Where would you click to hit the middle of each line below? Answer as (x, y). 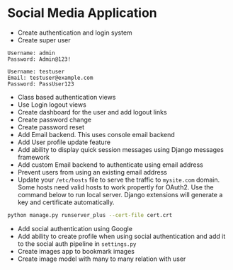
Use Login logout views (52, 105)
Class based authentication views (67, 97)
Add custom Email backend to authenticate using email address (110, 165)
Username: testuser (36, 71)
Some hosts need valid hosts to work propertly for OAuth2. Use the (115, 187)
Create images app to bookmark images (76, 251)
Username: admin (31, 53)
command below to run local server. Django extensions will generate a (120, 194)
